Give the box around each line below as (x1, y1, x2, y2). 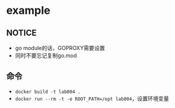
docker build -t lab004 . (15, 89, 81, 95)
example (6, 4, 51, 17)
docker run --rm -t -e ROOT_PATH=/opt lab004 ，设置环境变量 (15, 95, 170, 102)
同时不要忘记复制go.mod (15, 52, 78, 59)
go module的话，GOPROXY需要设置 (15, 45, 105, 51)
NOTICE (6, 28, 37, 38)
